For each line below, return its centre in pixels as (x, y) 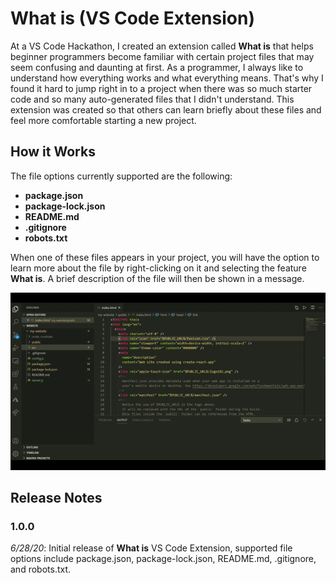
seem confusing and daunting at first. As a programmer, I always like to (157, 67)
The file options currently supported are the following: (121, 176)
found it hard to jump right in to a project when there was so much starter (161, 88)
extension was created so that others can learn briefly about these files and (166, 109)
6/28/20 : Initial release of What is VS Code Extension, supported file (151, 548)
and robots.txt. (41, 569)
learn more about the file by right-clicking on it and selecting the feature (158, 268)
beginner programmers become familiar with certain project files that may (162, 56)
